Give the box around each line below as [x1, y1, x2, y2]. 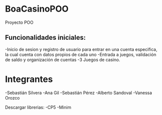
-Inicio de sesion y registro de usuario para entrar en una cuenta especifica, [5, 46, 158, 52]
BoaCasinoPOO [5, 3, 69, 15]
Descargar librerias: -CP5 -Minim [5, 104, 72, 110]
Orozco [5, 95, 20, 100]
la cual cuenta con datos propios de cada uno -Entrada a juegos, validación [5, 51, 157, 57]
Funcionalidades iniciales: [5, 33, 86, 42]
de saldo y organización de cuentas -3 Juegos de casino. [5, 57, 121, 63]
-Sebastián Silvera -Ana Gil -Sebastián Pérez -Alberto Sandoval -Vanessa [5, 90, 152, 96]
